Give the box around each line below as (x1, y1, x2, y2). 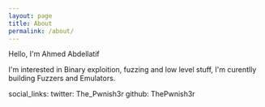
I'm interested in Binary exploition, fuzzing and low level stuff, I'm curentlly (8, 65, 257, 75)
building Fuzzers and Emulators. (8, 74, 116, 83)
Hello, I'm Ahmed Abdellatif (8, 49, 100, 59)
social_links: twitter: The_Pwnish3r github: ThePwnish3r (8, 89, 196, 99)
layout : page (8, 11, 53, 20)
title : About (8, 19, 53, 28)
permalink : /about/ (8, 27, 75, 35)
